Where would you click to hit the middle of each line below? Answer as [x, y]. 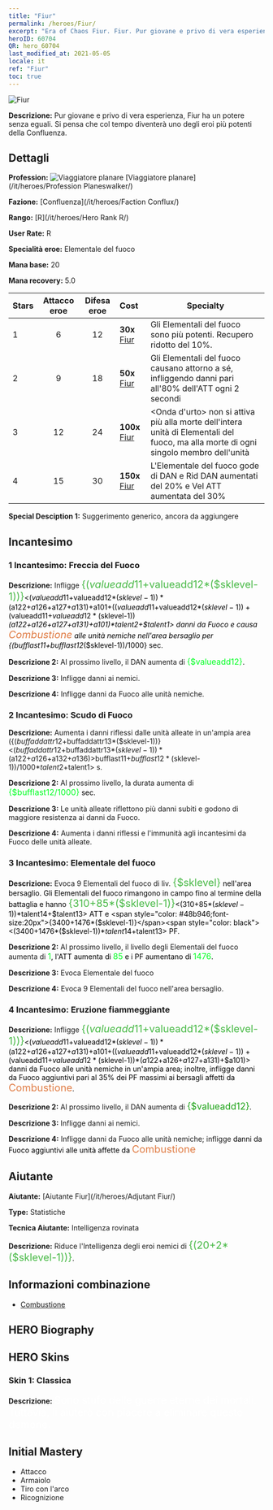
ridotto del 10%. [181, 345]
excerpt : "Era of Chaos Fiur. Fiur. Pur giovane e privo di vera [121, 31]
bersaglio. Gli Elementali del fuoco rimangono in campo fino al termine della [135, 893]
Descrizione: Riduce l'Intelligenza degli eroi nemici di [97, 1246]
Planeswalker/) [108, 186]
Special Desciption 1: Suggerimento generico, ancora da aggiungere [124, 516]
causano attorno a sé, [192, 368]
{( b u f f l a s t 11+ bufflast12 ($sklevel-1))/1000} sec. [86, 645]
